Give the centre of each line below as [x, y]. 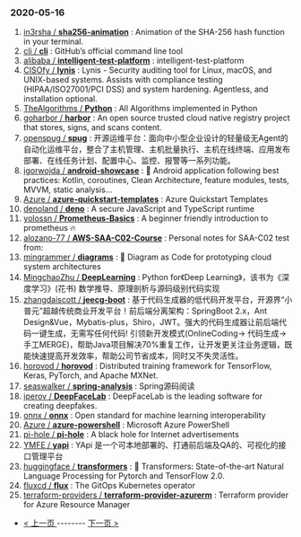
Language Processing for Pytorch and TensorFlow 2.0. [124, 476]
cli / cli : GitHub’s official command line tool [103, 51]
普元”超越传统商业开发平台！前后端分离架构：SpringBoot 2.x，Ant [145, 311]
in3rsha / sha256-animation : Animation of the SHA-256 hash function [154, 32]
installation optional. [60, 99]
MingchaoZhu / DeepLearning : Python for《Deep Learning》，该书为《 [152, 277]
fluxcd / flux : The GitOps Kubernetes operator [109, 486]
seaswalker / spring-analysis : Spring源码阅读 [109, 386]
